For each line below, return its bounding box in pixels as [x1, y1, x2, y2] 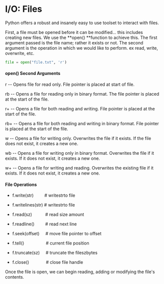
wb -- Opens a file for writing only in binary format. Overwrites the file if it [5, 150, 154, 156]
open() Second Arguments [5, 71, 60, 76]
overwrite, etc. [5, 50, 34, 56]
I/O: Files [5, 3, 43, 15]
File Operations [5, 181, 37, 187]
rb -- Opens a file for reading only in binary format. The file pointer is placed [5, 91, 160, 97]
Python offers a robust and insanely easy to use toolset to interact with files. [5, 20, 159, 26]
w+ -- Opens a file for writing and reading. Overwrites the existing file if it [5, 165, 154, 171]
